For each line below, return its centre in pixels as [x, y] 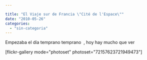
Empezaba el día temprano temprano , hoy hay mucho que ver [70, 42]
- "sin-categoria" [29, 28]
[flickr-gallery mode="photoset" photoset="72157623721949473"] [74, 52]
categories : [17, 23]
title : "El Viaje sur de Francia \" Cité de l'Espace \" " [64, 14]
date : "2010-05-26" [25, 19]
